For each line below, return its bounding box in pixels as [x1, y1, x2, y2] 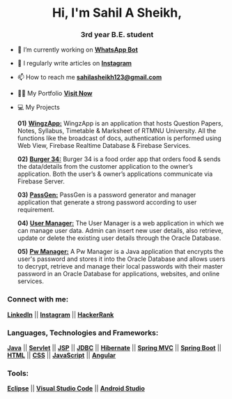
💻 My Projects [17, 103, 61, 112]
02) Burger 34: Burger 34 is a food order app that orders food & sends [17, 155, 221, 163]
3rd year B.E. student [80, 30, 154, 40]
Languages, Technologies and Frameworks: [7, 328, 159, 338]
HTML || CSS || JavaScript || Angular [7, 351, 116, 360]
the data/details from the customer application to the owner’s [17, 163, 193, 171]
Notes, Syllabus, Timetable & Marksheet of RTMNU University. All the [17, 127, 217, 135]
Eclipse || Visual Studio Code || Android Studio [7, 384, 145, 393]
